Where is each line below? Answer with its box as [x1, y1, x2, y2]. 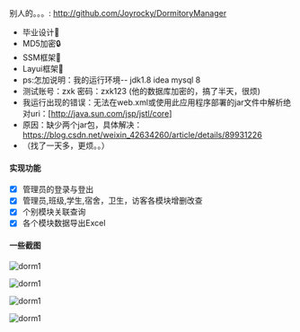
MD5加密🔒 [22, 39, 61, 48]
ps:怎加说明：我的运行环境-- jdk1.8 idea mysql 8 [22, 74, 201, 85]
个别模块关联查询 [22, 206, 86, 217]
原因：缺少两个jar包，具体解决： [22, 119, 143, 130]
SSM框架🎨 [22, 52, 61, 63]
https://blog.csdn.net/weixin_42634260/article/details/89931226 [22, 129, 262, 140]
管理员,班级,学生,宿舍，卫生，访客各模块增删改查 [22, 196, 203, 206]
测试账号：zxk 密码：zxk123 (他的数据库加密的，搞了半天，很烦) [22, 86, 260, 96]
